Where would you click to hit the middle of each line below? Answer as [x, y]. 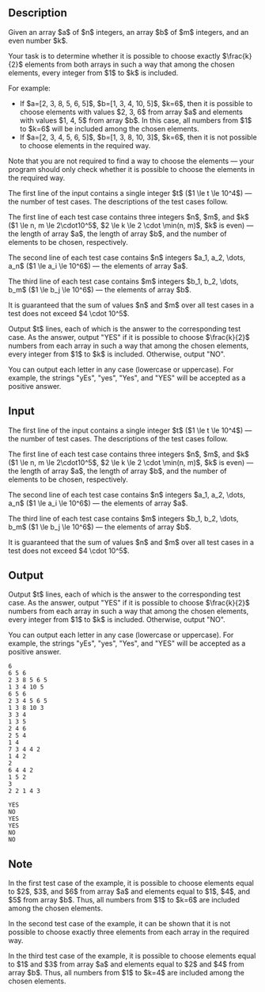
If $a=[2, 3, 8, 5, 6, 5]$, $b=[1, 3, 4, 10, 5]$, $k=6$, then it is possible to [136, 103]
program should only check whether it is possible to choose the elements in [132, 169]
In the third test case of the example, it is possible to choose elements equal [132, 956]
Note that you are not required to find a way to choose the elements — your [131, 161]
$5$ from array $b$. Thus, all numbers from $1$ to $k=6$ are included [124, 900]
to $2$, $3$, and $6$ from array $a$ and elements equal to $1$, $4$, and [129, 891]
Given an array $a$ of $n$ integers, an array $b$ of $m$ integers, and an [129, 32]
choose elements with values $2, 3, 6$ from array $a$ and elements [131, 112]
